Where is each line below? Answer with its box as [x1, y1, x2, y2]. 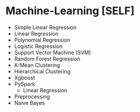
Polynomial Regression [14, 36, 71, 43]
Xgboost [14, 74, 35, 81]
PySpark [14, 80, 36, 87]
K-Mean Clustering [14, 61, 61, 69]
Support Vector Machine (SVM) [14, 49, 91, 56]
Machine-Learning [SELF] [5, 4, 135, 18]
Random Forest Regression [14, 55, 81, 62]
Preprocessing [14, 93, 50, 100]
